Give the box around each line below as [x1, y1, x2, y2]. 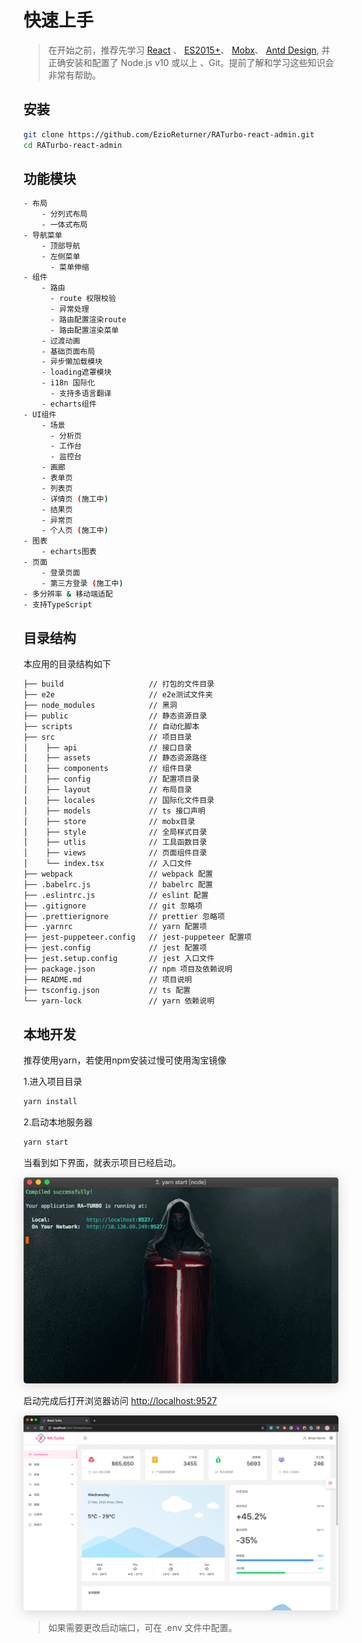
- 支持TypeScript [23, 599, 93, 610]
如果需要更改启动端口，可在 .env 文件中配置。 [47, 1621, 238, 1633]
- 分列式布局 [41, 209, 88, 220]
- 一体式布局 [41, 220, 88, 230]
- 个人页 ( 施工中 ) [41, 526, 109, 536]
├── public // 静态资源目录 [23, 711, 208, 721]
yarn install [23, 1097, 78, 1107]
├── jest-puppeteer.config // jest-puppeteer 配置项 [23, 932, 252, 943]
